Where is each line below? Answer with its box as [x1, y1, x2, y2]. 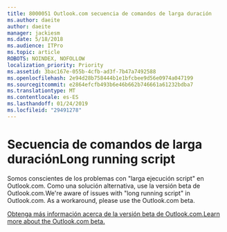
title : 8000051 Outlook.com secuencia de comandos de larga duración [7, 10, 212, 17]
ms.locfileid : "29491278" [7, 107, 82, 114]
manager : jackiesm [7, 29, 60, 37]
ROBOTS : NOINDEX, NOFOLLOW [7, 55, 85, 62]
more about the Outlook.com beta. [7, 217, 105, 225]
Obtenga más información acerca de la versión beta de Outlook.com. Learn [7, 209, 220, 218]
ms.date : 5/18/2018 [7, 36, 64, 43]
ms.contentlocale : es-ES [7, 94, 79, 101]
